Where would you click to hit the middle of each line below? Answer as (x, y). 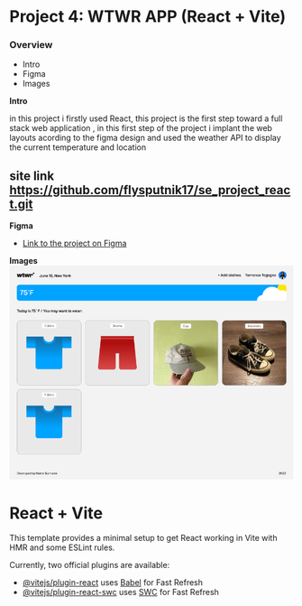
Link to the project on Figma (74, 243)
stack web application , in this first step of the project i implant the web (141, 128)
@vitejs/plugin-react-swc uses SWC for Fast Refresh (120, 592)
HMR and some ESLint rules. (62, 547)
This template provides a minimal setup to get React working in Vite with (143, 538)
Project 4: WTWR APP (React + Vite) (148, 17)
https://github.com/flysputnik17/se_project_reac (150, 190)
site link (32, 176)
